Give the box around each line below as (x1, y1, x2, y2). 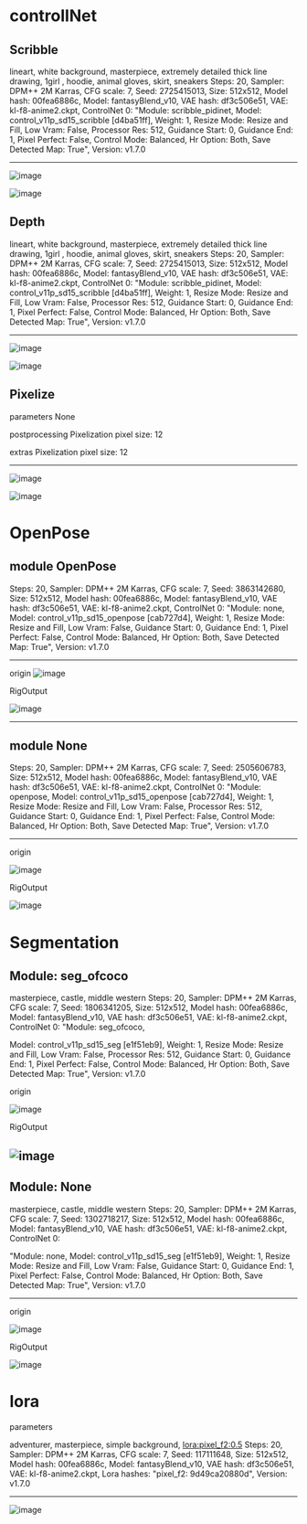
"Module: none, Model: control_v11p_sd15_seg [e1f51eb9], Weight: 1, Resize (9, 1250, 291, 1262)
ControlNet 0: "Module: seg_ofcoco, (9, 1021, 145, 1033)
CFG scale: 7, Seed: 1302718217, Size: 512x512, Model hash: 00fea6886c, (9, 1213, 285, 1224)
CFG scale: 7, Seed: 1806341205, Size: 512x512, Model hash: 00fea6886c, (9, 1002, 288, 1013)
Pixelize (9, 387, 56, 402)
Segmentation (9, 932, 120, 953)
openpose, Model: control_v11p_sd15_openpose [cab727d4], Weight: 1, (9, 792, 274, 803)
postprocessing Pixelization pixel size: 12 (9, 429, 164, 440)
